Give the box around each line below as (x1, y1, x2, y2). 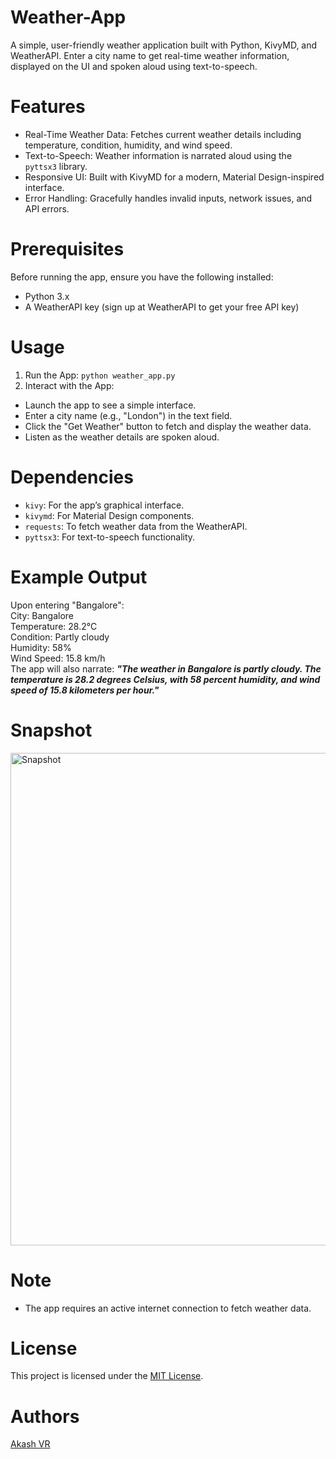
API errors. (24, 202, 70, 215)
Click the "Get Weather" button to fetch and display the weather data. (24, 420, 312, 432)
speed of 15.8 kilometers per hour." (10, 684, 160, 696)
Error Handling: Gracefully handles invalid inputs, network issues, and (24, 192, 313, 204)
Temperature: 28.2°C (10, 620, 98, 632)
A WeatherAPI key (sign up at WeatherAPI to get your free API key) (24, 301, 300, 313)
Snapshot (10, 719, 93, 741)
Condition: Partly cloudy (10, 631, 110, 643)
